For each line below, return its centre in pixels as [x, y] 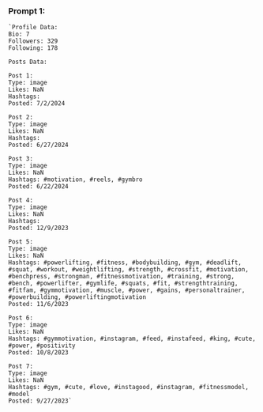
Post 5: [21, 242]
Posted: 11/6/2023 [38, 304]
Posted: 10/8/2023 [38, 353]
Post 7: [21, 367]
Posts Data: [28, 62]
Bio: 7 [19, 34]
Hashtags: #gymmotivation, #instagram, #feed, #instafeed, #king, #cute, [132, 339]
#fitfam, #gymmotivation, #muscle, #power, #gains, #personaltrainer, [127, 290]
